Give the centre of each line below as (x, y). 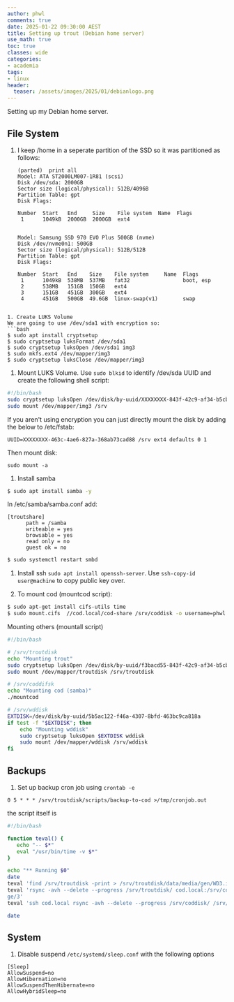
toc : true (22, 46)
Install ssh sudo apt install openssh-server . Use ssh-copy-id (107, 573)
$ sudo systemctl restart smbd (53, 560)
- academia (23, 66)
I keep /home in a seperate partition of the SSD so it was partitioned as (119, 150)
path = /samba (46, 523)
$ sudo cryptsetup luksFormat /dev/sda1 (67, 341)
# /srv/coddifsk (31, 684)
